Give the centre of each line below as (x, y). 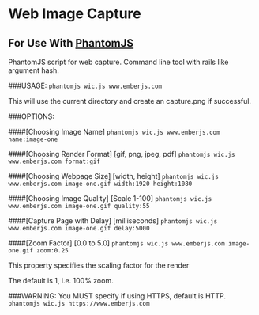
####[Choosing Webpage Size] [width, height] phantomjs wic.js (113, 176)
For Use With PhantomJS (71, 43)
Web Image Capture (75, 14)
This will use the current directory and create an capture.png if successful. (129, 101)
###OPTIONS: (32, 116)
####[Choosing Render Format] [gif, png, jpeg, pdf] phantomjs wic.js (122, 154)
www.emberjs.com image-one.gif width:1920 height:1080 (100, 184)
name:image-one (33, 139)
